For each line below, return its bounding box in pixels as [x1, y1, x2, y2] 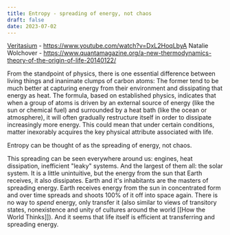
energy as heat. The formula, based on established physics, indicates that [7, 91, 216, 100]
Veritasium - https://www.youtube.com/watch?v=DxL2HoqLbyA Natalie [7, 42, 209, 50]
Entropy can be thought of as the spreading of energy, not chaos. [7, 142, 192, 150]
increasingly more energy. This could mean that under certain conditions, [7, 121, 215, 129]
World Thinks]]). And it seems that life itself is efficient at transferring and [7, 213, 215, 221]
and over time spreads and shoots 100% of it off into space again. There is [7, 191, 218, 199]
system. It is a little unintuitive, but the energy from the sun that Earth [7, 169, 203, 177]
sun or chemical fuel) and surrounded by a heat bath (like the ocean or [7, 106, 207, 114]
